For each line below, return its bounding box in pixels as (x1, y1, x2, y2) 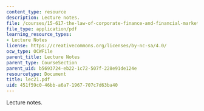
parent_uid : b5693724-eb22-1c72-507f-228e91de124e (6, 65, 137, 72)
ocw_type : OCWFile (6, 49, 53, 55)
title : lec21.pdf (6, 76, 50, 82)
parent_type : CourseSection (6, 59, 78, 66)
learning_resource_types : (6, 32, 72, 38)
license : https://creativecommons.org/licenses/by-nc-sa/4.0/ (6, 43, 167, 49)
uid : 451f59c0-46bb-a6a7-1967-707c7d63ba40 (6, 82, 118, 89)
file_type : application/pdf (6, 25, 78, 32)
